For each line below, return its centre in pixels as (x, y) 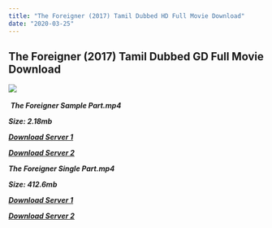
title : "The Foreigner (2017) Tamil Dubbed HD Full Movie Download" (127, 16)
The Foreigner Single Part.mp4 (62, 169)
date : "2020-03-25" (41, 24)
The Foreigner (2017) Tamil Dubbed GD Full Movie (136, 57)
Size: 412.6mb (33, 185)
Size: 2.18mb (30, 121)
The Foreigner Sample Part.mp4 (66, 106)
